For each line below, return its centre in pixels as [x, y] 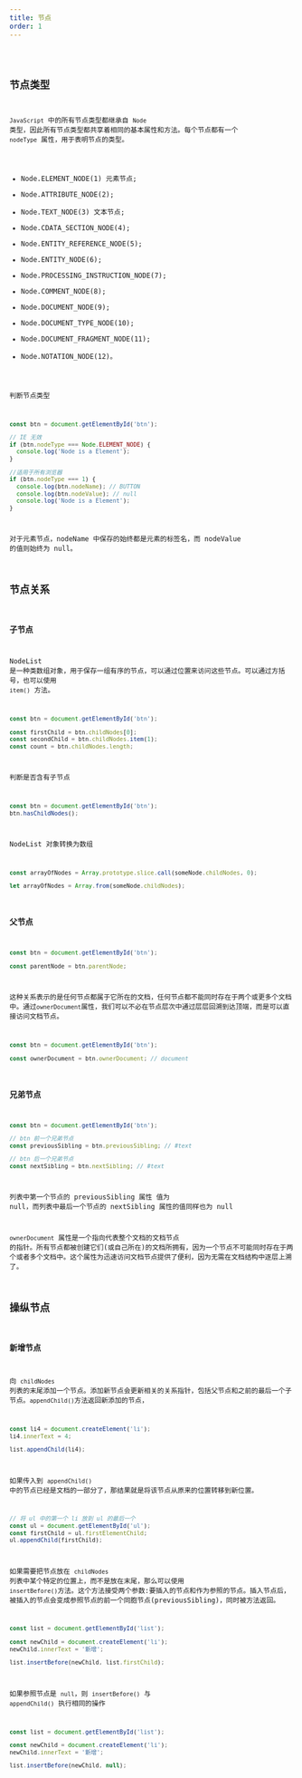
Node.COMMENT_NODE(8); [64, 291]
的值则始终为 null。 [43, 549]
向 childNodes [32, 1382]
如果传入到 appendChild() [51, 1481]
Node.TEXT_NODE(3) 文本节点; [73, 212]
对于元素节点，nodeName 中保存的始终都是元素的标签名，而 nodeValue [125, 539]
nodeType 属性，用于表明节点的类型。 [69, 140]
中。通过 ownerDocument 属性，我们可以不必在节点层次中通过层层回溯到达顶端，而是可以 [146, 1007]
